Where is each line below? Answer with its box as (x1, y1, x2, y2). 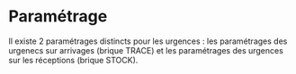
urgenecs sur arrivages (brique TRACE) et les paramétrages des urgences (8, 45, 284, 55)
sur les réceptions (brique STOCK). (8, 54, 139, 65)
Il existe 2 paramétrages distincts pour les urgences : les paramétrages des (8, 36, 288, 46)
